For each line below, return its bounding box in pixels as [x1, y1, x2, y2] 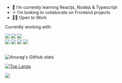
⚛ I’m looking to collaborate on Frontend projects [12, 9, 110, 15]
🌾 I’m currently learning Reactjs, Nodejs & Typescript [12, 4, 118, 10]
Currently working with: [5, 24, 52, 29]
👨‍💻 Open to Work [12, 14, 47, 20]
